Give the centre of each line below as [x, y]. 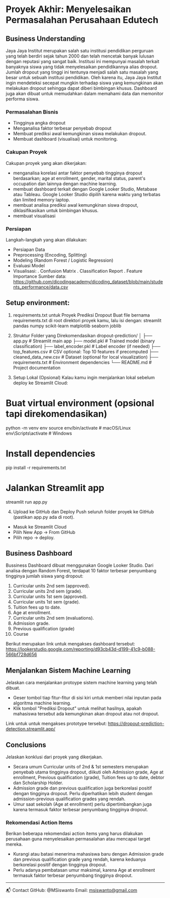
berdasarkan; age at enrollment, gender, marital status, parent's [79, 178]
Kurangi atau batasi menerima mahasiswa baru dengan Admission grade [88, 854]
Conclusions [26, 745]
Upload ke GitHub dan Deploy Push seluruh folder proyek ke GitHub [83, 512]
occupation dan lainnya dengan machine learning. [65, 184]
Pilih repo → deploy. [34, 537]
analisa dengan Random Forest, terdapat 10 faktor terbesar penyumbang [81, 571]
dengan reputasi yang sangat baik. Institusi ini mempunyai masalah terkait [82, 61]
